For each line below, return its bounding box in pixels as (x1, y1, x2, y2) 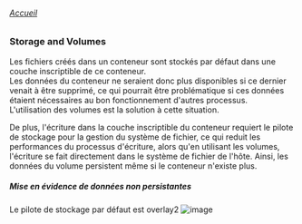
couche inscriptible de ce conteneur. (9, 65, 147, 76)
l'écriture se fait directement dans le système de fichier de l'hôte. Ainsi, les (9, 151, 288, 161)
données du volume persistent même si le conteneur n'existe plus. (9, 160, 258, 171)
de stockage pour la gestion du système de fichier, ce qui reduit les (9, 131, 261, 142)
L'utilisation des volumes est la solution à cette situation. (9, 104, 219, 115)
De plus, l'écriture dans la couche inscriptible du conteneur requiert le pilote (9, 122, 294, 132)
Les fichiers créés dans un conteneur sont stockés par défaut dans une (9, 55, 277, 67)
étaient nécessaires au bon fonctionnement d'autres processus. (9, 94, 248, 105)
